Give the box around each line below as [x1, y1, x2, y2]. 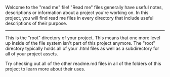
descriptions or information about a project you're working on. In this [5, 10, 149, 16]
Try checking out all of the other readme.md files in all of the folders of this [5, 60, 161, 66]
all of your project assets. [5, 51, 58, 57]
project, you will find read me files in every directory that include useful [5, 15, 154, 21]
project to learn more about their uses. [5, 66, 86, 72]
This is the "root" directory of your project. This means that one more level [5, 35, 160, 41]
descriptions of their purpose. [5, 20, 67, 26]
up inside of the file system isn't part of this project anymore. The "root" [5, 40, 155, 46]
